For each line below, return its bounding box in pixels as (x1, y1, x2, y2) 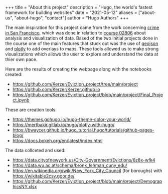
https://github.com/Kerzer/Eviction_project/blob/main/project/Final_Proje (12, 92, 163, 97)
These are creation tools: (5, 107, 57, 112)
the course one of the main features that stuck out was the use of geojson (5, 40, 158, 46)
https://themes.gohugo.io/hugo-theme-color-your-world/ (12, 116, 131, 122)
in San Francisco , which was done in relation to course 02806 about (5, 30, 146, 35)
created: (5, 71, 23, 77)
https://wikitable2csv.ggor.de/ (12, 173, 75, 179)
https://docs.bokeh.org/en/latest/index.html (12, 137, 103, 143)
